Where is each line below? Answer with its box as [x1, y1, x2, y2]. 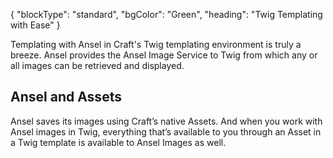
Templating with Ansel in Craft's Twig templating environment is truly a [10, 39, 302, 50]
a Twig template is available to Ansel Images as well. [10, 136, 227, 148]
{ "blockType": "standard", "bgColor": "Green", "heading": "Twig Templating [10, 9, 323, 20]
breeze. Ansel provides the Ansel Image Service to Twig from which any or [10, 49, 318, 61]
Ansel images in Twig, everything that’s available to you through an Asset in [10, 125, 322, 138]
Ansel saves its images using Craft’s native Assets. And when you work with [10, 115, 323, 127]
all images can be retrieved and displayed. [10, 60, 185, 71]
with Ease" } [10, 19, 61, 31]
